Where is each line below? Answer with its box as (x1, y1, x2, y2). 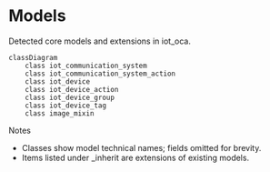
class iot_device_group (25, 93, 115, 102)
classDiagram (8, 53, 58, 62)
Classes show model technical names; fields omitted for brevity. (21, 142, 262, 153)
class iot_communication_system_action (25, 69, 176, 78)
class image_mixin (25, 108, 95, 118)
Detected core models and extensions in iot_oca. (8, 35, 192, 46)
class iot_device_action (25, 85, 119, 94)
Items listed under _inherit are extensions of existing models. (21, 152, 250, 163)
